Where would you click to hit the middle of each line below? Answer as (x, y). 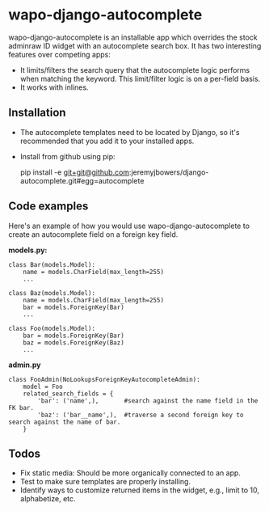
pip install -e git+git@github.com (75, 172)
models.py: (28, 250)
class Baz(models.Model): (52, 293)
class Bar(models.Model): (52, 264)
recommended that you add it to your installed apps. (107, 141)
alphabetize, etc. (48, 499)
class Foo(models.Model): (52, 328)
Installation (37, 113)
